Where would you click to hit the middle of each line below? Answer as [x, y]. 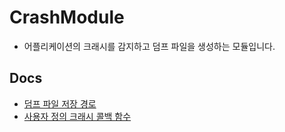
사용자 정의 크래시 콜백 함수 [77, 116]
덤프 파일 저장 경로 [60, 103]
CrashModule [67, 17]
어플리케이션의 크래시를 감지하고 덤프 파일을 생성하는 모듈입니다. [149, 46]
